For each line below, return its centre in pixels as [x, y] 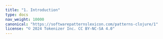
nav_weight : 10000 [25, 19]
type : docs [17, 15]
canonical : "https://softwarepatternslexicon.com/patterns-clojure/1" [82, 24]
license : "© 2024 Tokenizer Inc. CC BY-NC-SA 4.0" [60, 29]
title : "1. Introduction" [33, 10]
